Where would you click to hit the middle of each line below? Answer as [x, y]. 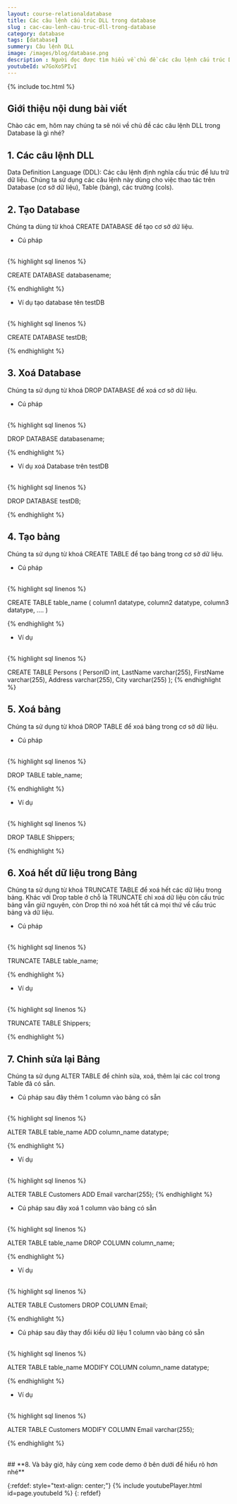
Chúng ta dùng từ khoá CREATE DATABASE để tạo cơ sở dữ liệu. [101, 227]
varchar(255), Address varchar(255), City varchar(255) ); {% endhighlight [114, 679]
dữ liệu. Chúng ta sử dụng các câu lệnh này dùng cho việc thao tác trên [111, 180]
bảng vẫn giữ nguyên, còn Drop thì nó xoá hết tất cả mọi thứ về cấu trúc [112, 905]
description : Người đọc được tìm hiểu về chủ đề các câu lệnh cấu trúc [116, 60]
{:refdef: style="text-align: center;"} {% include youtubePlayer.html [105, 1486]
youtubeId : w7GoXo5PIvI [42, 66]
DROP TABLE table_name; [45, 775]
